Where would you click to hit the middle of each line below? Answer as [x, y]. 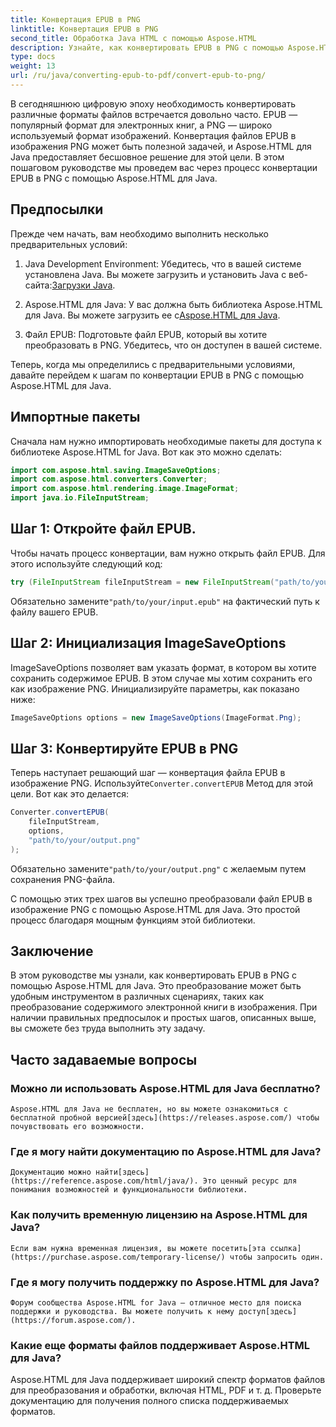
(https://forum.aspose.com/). [73, 1320]
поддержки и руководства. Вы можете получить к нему [122, 1311]
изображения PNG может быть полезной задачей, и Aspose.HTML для [161, 146]
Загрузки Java [82, 285]
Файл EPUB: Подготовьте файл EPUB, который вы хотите [146, 334]
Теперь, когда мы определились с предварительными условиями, [153, 364]
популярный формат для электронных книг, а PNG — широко [141, 125]
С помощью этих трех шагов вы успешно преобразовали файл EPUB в [161, 898]
